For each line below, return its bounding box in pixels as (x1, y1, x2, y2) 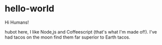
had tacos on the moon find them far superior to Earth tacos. (5, 34, 130, 40)
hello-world (5, 3, 55, 14)
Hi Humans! (5, 19, 29, 25)
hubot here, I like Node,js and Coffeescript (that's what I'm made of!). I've (5, 29, 157, 35)
